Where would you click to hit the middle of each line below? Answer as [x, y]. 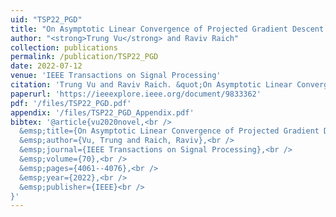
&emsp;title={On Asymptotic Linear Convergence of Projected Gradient [169, 131]
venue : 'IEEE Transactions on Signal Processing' [116, 76]
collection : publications [64, 47]
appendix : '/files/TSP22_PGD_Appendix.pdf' [102, 112]
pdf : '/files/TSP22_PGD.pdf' [71, 103]
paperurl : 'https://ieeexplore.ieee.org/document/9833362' [136, 94]
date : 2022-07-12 [46, 66]
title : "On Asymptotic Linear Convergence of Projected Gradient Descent [167, 29]
